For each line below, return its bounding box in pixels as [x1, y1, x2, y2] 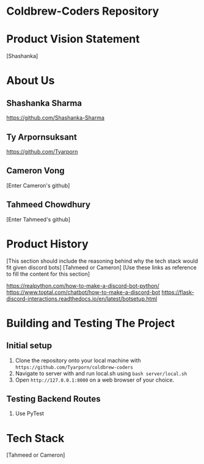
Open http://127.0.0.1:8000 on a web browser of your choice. [15, 376, 175, 384]
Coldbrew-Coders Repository [6, 4, 159, 18]
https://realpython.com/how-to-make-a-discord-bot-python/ [6, 282, 160, 289]
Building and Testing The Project [6, 316, 175, 330]
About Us [6, 74, 55, 88]
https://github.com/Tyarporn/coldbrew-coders [15, 364, 133, 370]
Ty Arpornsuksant [6, 132, 78, 142]
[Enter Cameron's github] [6, 182, 70, 189]
